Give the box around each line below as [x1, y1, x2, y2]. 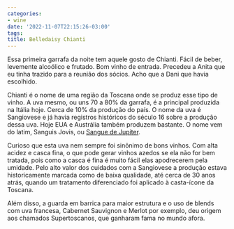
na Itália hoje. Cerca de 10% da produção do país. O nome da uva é [7, 106, 201, 114]
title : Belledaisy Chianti [7, 36, 86, 43]
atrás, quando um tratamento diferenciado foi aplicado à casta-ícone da [7, 178, 214, 187]
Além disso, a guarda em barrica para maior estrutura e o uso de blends [7, 199, 214, 207]
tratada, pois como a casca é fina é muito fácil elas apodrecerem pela [7, 156, 208, 164]
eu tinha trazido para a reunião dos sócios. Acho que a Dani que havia [7, 70, 210, 79]
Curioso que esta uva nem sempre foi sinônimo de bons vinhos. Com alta [7, 141, 219, 150]
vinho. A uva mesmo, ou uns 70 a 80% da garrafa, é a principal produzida [7, 98, 220, 106]
